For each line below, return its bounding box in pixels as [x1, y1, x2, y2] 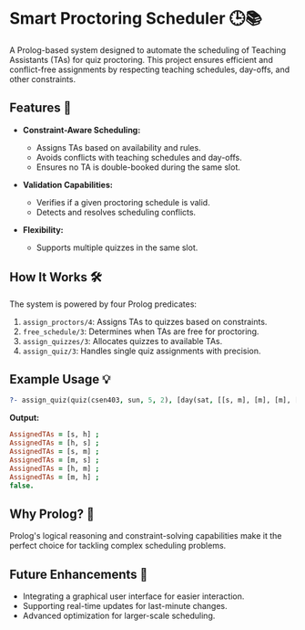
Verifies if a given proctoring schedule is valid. [36, 196, 211, 207]
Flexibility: [22, 224, 64, 235]
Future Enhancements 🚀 [9, 566, 148, 582]
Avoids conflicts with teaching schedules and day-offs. [36, 152, 243, 163]
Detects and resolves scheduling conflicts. [36, 206, 197, 217]
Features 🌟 [9, 100, 72, 116]
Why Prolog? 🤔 [9, 506, 95, 521]
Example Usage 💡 [9, 372, 111, 387]
